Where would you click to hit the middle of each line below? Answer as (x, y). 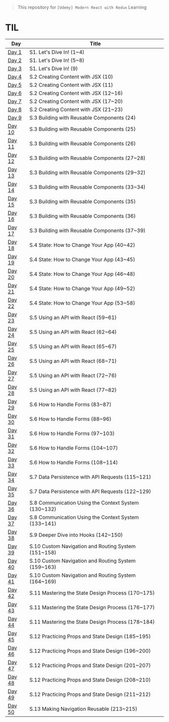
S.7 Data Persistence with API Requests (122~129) (90, 491)
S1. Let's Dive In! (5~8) (57, 60)
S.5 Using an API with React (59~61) (73, 317)
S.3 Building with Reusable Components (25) (82, 129)
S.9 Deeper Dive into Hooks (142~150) (76, 535)
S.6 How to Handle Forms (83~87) (70, 404)
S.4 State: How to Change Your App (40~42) (82, 245)
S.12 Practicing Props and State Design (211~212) (90, 694)
